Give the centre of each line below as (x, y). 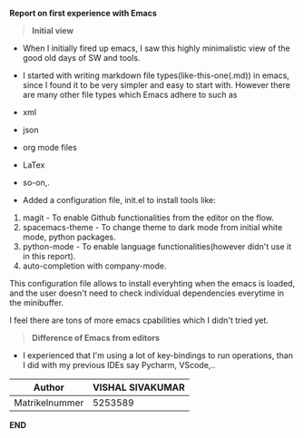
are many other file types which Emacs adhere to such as (130, 95)
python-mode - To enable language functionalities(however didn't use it (157, 247)
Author (49, 387)
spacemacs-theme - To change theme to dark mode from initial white (152, 227)
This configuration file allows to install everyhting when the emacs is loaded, (152, 283)
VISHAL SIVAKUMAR (138, 387)
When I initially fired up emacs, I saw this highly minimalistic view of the (156, 48)
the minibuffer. (37, 302)
